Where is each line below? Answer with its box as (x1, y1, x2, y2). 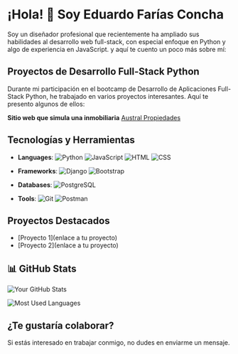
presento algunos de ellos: (7, 100, 85, 108)
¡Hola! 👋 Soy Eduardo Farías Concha (7, 6, 224, 23)
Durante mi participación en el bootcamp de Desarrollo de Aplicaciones (7, 85, 217, 93)
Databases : (17, 181, 53, 189)
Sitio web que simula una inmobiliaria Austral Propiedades (7, 113, 181, 122)
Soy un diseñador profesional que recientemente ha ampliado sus (7, 30, 200, 38)
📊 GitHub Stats (7, 262, 77, 274)
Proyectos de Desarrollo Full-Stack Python (7, 65, 200, 77)
